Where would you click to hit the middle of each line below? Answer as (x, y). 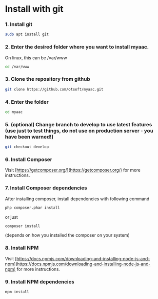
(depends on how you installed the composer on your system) (68, 235)
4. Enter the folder (27, 102)
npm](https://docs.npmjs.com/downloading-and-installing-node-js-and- (78, 264)
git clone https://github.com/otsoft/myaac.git (54, 89)
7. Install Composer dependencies (46, 188)
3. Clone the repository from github (48, 79)
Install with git (34, 9)
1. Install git (19, 24)
